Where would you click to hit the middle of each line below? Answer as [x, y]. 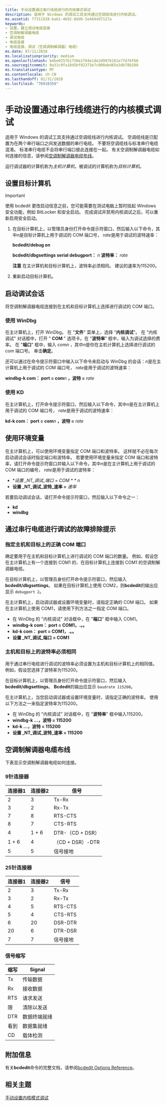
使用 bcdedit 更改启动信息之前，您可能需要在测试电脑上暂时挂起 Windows [81, 206]
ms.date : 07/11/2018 [27, 51]
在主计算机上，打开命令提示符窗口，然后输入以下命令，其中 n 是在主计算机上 [83, 404]
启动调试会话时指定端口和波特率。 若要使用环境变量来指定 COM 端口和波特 [82, 457]
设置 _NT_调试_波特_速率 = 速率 [44, 486]
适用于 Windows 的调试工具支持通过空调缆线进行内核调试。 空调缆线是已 [79, 137]
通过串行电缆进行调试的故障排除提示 [60, 529]
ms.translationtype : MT [30, 70]
